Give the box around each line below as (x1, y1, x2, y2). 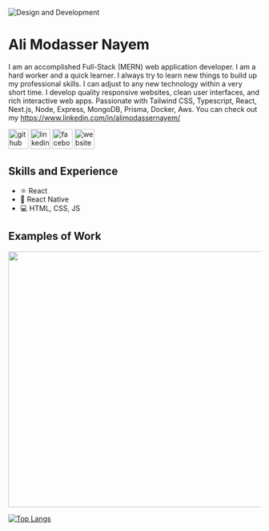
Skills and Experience (8, 165, 118, 178)
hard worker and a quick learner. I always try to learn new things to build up (8, 70, 258, 80)
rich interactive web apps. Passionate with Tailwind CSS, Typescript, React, (8, 96, 258, 106)
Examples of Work (8, 230, 102, 243)
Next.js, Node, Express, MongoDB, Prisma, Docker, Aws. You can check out (8, 104, 258, 114)
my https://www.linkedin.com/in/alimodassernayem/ (8, 113, 181, 122)
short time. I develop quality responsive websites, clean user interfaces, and (8, 87, 260, 97)
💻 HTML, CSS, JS (19, 203, 81, 213)
